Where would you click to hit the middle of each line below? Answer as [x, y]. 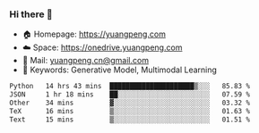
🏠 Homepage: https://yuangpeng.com [94, 34]
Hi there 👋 [31, 14]
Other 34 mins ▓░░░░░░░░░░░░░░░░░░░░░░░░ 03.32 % [130, 103]
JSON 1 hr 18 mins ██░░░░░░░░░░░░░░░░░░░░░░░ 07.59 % [130, 95]
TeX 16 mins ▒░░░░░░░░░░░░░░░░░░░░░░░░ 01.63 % [130, 111]
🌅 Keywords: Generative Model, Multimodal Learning [120, 70]
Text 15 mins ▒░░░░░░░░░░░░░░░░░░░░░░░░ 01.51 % [130, 120]
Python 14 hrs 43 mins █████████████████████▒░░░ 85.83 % [130, 87]
